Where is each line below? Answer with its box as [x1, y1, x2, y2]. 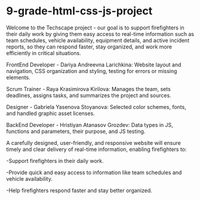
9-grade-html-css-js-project [6, 4, 153, 18]
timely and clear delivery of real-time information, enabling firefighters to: [6, 146, 187, 153]
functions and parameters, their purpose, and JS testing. [6, 128, 146, 135]
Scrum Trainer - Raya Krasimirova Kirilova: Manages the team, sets [6, 85, 171, 92]
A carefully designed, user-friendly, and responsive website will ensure [6, 139, 181, 146]
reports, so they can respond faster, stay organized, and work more [6, 43, 172, 50]
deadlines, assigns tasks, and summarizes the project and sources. [6, 92, 171, 99]
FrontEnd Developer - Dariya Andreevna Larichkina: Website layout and [6, 61, 181, 68]
